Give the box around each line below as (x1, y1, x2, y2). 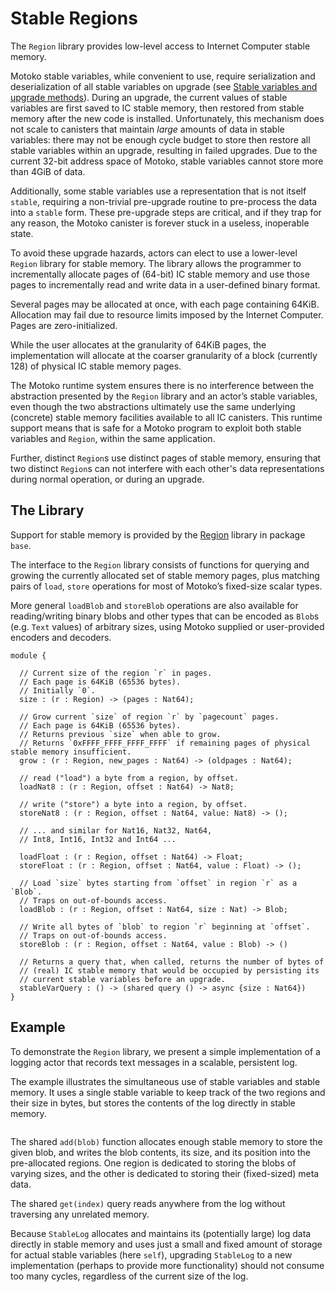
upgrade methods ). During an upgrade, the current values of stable (10, 91, 288, 103)
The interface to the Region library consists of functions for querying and (10, 558, 310, 571)
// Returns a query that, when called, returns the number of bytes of (19, 957, 325, 967)
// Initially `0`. (19, 685, 97, 696)
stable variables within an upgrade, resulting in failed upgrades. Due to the (10, 144, 318, 156)
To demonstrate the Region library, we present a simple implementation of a (10, 1045, 321, 1057)
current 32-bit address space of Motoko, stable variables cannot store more (10, 155, 324, 167)
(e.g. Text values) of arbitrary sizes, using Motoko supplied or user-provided (10, 620, 325, 632)
